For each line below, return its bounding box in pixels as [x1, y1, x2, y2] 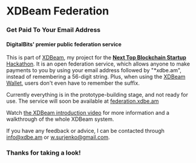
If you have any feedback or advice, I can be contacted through [6, 128, 165, 135]
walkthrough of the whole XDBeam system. [6, 115, 114, 123]
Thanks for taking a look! [6, 149, 81, 157]
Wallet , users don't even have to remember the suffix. [6, 79, 140, 87]
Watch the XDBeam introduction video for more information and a [6, 109, 169, 117]
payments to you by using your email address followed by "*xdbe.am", [6, 67, 181, 74]
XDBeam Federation [6, 4, 109, 18]
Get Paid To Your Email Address [6, 26, 101, 34]
